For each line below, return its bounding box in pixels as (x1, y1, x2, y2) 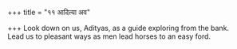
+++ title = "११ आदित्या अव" (7, 8, 91, 17)
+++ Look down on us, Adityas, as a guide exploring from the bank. (7, 24, 229, 32)
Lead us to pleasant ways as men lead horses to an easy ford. (7, 32, 211, 41)
